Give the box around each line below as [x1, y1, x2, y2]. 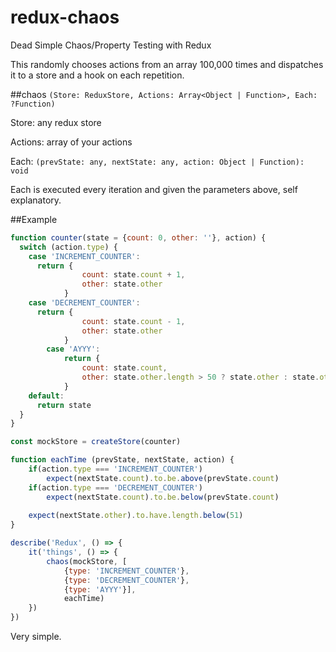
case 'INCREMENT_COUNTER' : [28, 251, 141, 261]
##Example [10, 213, 58, 225]
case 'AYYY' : [46, 344, 101, 355]
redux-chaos [10, 6, 120, 29]
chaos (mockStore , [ [46, 556, 128, 566]
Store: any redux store [10, 116, 102, 128]
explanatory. [10, 194, 62, 206]
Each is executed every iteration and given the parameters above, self [10, 183, 298, 195]
